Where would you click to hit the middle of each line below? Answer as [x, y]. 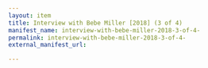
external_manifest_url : [48, 45]
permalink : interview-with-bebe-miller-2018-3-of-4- [97, 38]
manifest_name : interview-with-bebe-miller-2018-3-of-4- [104, 30]
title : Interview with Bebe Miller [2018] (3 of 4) [95, 23]
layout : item [30, 15]
